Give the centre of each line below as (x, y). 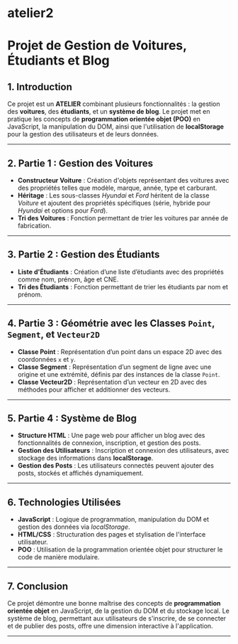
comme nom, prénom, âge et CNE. (68, 279)
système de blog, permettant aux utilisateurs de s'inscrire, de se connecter (117, 618)
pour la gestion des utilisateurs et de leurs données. (83, 134)
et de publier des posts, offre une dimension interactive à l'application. (110, 626)
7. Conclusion (38, 586)
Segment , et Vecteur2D (54, 334)
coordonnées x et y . (46, 359)
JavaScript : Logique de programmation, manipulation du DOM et (113, 520)
